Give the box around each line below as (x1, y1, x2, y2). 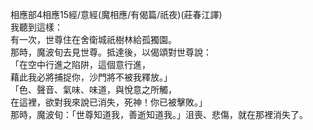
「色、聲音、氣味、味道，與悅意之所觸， (10, 84, 177, 95)
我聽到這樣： (10, 21, 63, 33)
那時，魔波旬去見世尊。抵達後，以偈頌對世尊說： (10, 46, 212, 58)
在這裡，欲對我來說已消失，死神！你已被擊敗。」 (10, 96, 208, 108)
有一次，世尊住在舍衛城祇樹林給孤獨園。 (10, 34, 177, 45)
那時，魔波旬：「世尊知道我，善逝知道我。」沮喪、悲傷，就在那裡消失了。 (10, 109, 308, 120)
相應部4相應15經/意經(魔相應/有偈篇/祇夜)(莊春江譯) (10, 9, 223, 20)
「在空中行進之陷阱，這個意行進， (10, 59, 151, 70)
